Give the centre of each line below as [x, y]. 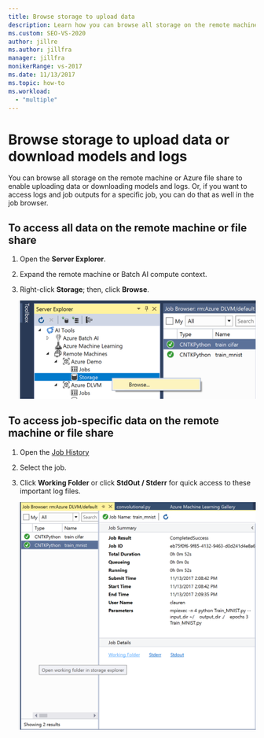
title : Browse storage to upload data [71, 17]
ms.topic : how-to [37, 83]
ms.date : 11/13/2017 [42, 75]
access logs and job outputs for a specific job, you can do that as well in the [131, 195]
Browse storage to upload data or [119, 140]
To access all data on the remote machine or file [128, 228]
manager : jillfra [37, 58]
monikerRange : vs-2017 [45, 67]
